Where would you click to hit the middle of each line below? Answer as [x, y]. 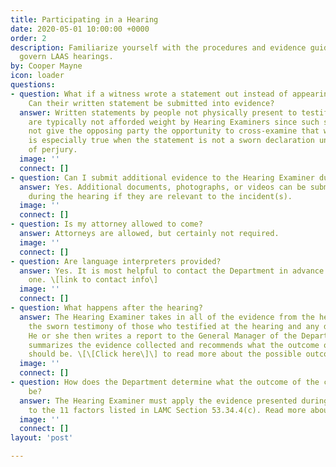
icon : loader [37, 76]
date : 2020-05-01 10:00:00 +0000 [80, 29]
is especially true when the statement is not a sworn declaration [171, 141]
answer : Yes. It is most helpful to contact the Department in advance [172, 271]
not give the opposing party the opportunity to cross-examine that [174, 131]
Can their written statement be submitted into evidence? [151, 103]
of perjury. [53, 150]
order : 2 [28, 38]
